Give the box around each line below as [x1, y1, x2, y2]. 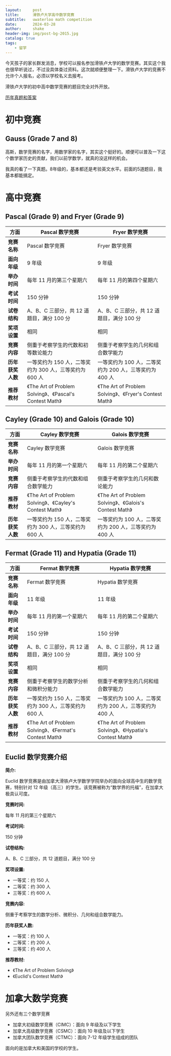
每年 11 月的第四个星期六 [97, 276, 158, 283]
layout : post [5, 7, 42, 13]
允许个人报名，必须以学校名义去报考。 [5, 72, 85, 79]
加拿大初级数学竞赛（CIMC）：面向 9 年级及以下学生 [12, 1021, 122, 1028]
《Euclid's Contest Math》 [12, 973, 63, 980]
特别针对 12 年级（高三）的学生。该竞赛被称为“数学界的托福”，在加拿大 [14, 784, 164, 790]
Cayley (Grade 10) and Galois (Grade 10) [5, 415, 134, 424]
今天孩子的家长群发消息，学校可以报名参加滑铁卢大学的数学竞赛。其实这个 [5, 60, 161, 66]
